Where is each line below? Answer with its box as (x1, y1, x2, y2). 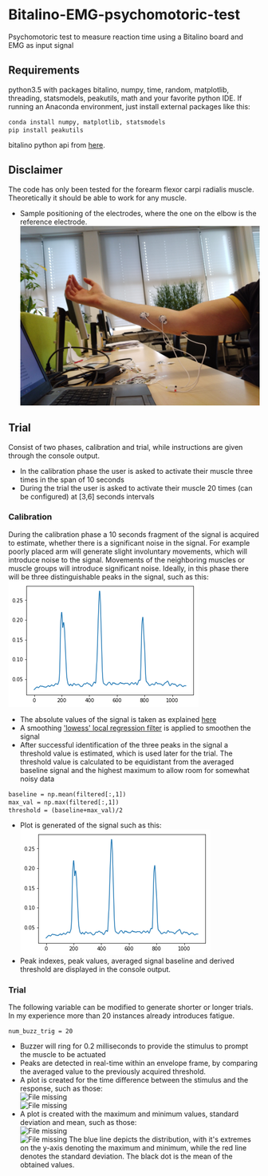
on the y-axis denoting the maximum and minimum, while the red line (19, 1143, 247, 1153)
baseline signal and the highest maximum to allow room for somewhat (19, 765, 250, 775)
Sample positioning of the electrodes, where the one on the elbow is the (19, 208, 257, 218)
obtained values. (19, 1160, 75, 1170)
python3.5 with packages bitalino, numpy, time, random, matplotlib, (8, 85, 230, 94)
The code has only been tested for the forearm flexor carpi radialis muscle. (8, 184, 254, 194)
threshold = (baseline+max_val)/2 (8, 806, 124, 815)
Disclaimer (8, 164, 63, 177)
